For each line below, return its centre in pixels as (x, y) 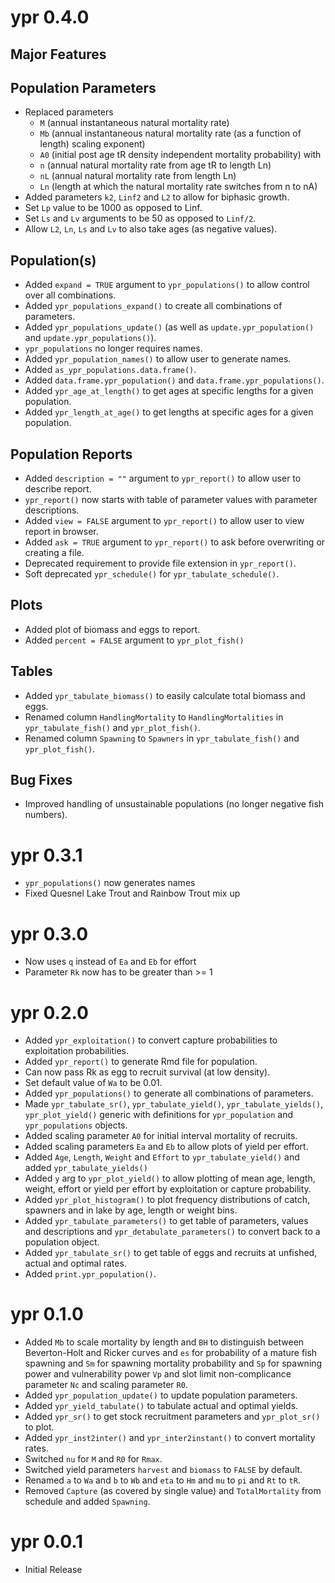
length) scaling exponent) (92, 144)
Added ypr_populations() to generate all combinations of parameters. (169, 1093)
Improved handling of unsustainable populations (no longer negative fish (174, 804)
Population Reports (71, 454)
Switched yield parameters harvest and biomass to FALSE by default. (163, 1470)
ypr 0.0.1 (47, 1542)
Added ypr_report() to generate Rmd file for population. (141, 1062)
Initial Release (53, 1570)
